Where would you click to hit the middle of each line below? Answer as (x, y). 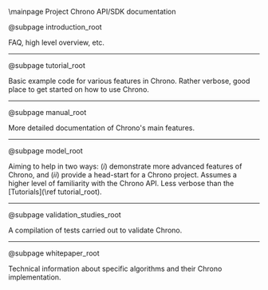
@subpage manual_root (47, 112)
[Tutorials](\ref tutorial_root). (55, 192)
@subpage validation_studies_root (65, 215)
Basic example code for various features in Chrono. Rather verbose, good (129, 81)
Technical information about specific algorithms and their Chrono (115, 268)
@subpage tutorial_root (47, 66)
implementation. (35, 277)
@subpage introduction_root (55, 27)
